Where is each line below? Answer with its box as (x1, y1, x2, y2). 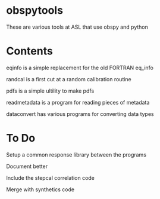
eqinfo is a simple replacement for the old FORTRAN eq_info (6, 64, 153, 71)
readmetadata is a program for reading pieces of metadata (6, 99, 150, 106)
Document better (6, 163, 48, 170)
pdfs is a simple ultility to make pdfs (6, 87, 95, 94)
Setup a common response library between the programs (6, 151, 147, 158)
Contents (6, 44, 54, 58)
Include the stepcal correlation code (6, 174, 95, 181)
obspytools (6, 4, 64, 17)
